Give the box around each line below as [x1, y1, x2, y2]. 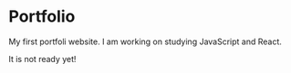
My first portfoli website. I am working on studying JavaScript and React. [8, 36, 282, 47]
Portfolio [8, 6, 76, 27]
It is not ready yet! [8, 53, 77, 64]
